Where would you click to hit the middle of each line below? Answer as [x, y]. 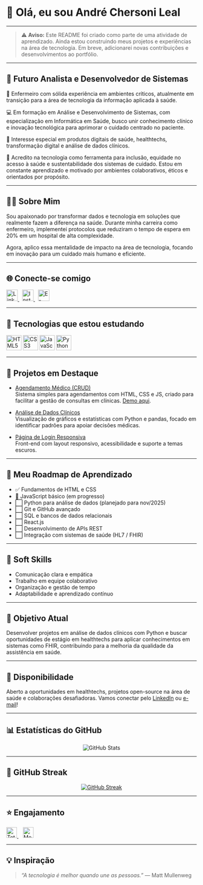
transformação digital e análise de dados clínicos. [68, 146]
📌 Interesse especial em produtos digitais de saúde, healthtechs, [87, 139]
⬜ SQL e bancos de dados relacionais [63, 515]
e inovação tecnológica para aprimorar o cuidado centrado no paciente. [96, 127]
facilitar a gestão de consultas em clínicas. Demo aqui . [83, 401]
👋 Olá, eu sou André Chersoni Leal [93, 12]
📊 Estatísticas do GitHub [54, 730]
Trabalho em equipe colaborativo [56, 581]
